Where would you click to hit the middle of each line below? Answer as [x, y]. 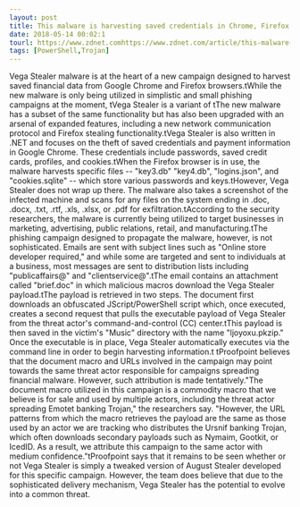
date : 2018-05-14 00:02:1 [57, 34]
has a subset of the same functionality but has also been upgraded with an [146, 114]
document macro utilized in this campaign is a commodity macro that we [143, 390]
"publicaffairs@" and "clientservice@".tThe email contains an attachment [144, 276]
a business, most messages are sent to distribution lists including [129, 266]
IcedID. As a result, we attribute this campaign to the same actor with [136, 447]
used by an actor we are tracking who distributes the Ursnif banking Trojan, [148, 428]
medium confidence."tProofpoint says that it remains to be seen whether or [148, 456]
